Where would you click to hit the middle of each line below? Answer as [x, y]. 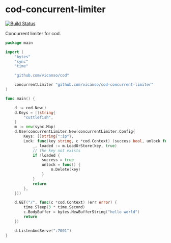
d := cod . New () [31, 108]
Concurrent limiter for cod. [33, 33]
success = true [58, 160]
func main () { [20, 99]
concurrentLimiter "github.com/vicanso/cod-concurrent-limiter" [84, 85]
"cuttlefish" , [38, 117]
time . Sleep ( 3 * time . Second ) [54, 207]
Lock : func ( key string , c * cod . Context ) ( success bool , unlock [92, 141]
